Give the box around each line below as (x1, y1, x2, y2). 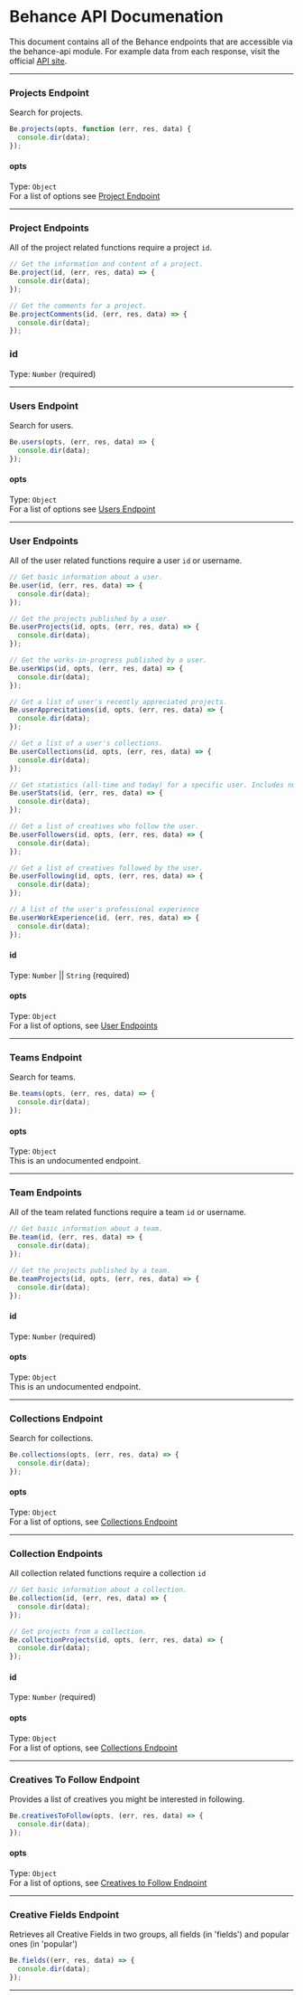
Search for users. (9, 420, 74, 430)
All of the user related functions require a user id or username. (9, 555, 243, 566)
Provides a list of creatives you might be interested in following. (9, 1793, 245, 1805)
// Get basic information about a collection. (9, 1585, 188, 1595)
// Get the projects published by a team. (9, 1266, 171, 1275)
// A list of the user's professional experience (9, 905, 200, 914)
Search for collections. (9, 1433, 94, 1444)
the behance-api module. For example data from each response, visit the (9, 45, 280, 56)
